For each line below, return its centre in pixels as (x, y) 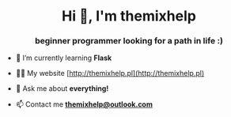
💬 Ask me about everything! (62, 89)
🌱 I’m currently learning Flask (64, 58)
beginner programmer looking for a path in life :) (129, 41)
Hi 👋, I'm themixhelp (129, 16)
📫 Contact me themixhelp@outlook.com (84, 104)
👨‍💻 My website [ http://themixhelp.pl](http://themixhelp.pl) (110, 74)
